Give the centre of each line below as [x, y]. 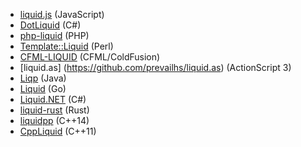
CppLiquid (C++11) [58, 131]
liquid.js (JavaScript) [62, 14]
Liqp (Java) [43, 78]
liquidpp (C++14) [54, 120]
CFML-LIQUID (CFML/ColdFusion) [90, 57]
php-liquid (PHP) [54, 35]
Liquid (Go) [43, 88]
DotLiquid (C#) [50, 25]
